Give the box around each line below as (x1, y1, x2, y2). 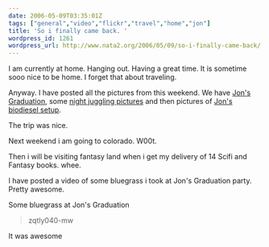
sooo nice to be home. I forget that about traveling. (8, 72, 177, 82)
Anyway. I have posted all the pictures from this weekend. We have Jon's (8, 88, 251, 97)
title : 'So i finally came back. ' (8, 27, 128, 35)
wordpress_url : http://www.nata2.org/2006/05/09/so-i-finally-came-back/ (8, 42, 262, 50)
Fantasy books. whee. (8, 160, 82, 170)
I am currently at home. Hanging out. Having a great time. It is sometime (8, 64, 247, 73)
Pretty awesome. (8, 184, 64, 194)
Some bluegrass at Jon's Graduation (8, 200, 130, 210)
